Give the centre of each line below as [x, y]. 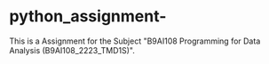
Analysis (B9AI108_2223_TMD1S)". [72, 50]
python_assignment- [88, 16]
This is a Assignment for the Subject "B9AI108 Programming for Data [135, 41]
